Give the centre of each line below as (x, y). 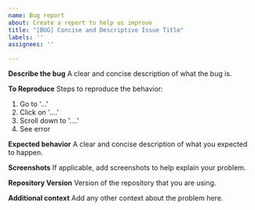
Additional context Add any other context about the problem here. (116, 198)
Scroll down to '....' (49, 121)
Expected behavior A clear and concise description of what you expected (128, 144)
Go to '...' (34, 104)
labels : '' (26, 37)
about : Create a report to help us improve (80, 23)
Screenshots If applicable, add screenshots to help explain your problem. (127, 168)
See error (35, 129)
